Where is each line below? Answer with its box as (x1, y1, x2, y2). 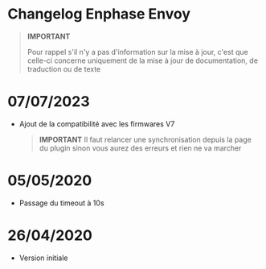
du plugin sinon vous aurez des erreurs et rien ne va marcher (39, 143, 242, 153)
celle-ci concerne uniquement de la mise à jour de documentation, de (27, 56, 259, 65)
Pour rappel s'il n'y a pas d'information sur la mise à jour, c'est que (27, 47, 248, 56)
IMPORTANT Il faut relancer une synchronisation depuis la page (39, 134, 252, 144)
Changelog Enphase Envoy (7, 5, 190, 23)
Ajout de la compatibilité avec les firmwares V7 (18, 118, 175, 129)
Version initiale (18, 253, 68, 263)
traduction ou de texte (27, 64, 101, 73)
